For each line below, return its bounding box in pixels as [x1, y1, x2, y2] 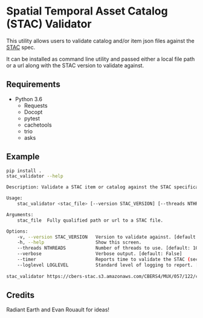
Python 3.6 [14, 95, 42, 102]
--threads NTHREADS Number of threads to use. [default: [17, 245, 190, 251]
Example [6, 151, 40, 162]
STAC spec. [6, 44, 36, 51]
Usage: [6, 195, 23, 201]
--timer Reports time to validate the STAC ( [17, 256, 190, 263]
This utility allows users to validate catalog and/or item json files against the [6, 37, 195, 44]
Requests [24, 102, 48, 109]
